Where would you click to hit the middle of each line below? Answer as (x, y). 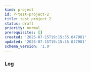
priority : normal (23, 28)
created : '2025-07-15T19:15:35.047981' (46, 37)
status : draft (19, 23)
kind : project (19, 10)
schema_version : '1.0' (28, 46)
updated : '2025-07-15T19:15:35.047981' (46, 42)
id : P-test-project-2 (27, 14)
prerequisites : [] (23, 33)
